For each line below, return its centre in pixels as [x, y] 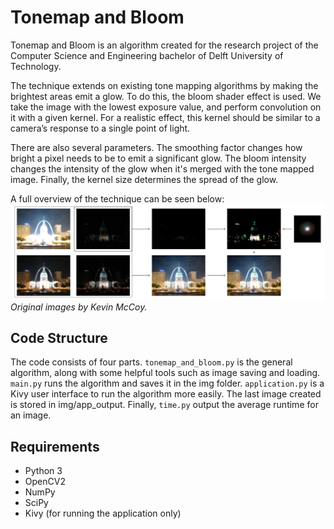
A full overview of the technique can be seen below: [117, 198]
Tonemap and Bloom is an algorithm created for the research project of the [164, 45]
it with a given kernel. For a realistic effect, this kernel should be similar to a [165, 117]
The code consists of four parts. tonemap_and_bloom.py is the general [151, 362]
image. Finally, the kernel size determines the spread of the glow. [144, 179]
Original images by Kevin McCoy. [79, 307]
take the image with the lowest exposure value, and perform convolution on [166, 107]
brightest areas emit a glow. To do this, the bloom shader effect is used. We [166, 96]
